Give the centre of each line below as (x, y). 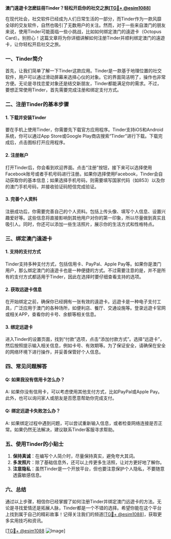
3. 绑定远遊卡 (19, 327)
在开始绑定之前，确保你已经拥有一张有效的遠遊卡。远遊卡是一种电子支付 (81, 302)
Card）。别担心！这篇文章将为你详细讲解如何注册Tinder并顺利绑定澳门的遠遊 (85, 38)
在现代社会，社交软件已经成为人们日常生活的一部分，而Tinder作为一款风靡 (83, 19)
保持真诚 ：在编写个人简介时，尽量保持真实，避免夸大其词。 (75, 456)
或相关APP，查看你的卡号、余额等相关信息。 (52, 314)
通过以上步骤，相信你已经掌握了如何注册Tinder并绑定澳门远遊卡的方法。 (81, 502)
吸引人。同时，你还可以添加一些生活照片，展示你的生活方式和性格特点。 (81, 224)
